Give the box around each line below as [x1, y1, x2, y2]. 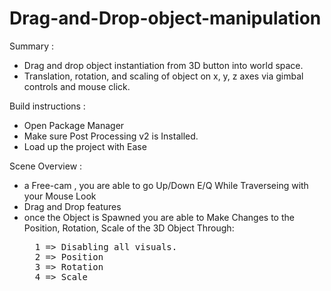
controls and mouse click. [23, 80, 131, 92]
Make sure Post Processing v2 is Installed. [23, 130, 199, 142]
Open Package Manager [23, 119, 125, 131]
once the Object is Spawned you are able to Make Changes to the [23, 211, 295, 223]
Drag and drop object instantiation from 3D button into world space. [23, 59, 304, 71]
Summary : [9, 40, 54, 52]
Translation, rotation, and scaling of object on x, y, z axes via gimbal [23, 70, 304, 82]
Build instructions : [9, 100, 86, 112]
